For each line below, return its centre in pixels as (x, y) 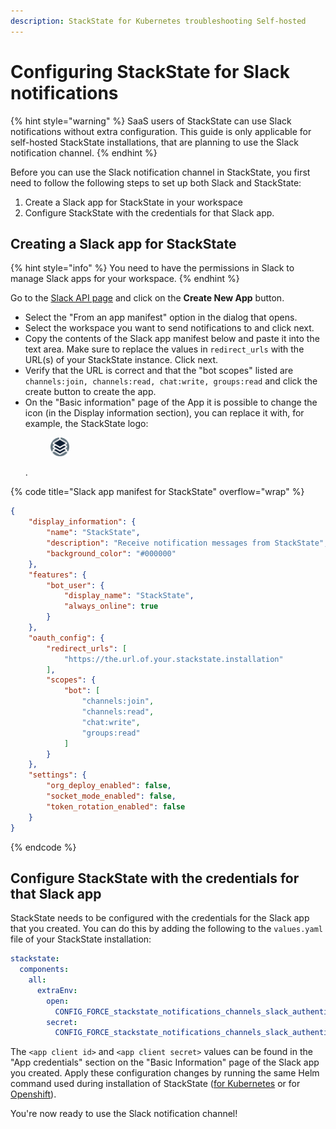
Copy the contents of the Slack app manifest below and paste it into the (172, 339)
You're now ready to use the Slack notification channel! (124, 1114)
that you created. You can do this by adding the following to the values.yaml (166, 929)
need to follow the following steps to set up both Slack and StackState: (156, 182)
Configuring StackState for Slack (150, 71)
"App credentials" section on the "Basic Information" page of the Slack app (165, 1062)
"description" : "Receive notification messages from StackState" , (187, 543)
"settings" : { (57, 775)
